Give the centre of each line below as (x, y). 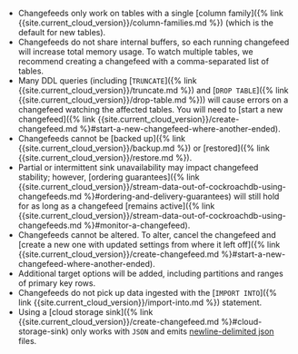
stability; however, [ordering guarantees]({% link (109, 177)
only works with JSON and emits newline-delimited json (173, 331)
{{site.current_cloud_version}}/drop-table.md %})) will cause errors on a (153, 100)
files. (27, 341)
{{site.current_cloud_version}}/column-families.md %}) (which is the (146, 23)
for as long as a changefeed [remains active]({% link (116, 206)
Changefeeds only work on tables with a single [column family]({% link (150, 13)
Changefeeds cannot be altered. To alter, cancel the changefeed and (147, 235)
